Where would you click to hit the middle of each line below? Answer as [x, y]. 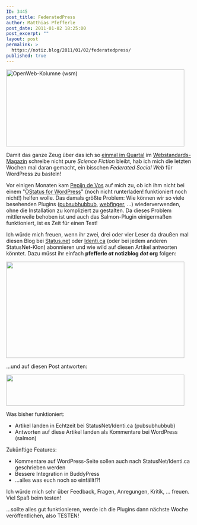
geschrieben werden [40, 467]
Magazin [17, 161]
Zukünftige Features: [32, 449]
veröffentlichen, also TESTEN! [43, 516]
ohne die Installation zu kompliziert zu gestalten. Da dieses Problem [89, 210]
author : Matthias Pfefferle [41, 23]
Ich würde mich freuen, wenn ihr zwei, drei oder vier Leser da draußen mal [97, 234]
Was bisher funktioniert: [35, 414]
